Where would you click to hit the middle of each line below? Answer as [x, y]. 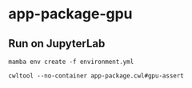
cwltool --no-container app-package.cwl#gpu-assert [96, 76]
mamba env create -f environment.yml [71, 62]
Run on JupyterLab [57, 44]
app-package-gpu [71, 14]
